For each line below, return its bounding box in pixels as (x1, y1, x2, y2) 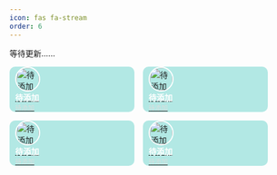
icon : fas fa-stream (9, 13, 88, 23)
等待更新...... (9, 47, 56, 59)
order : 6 (9, 22, 43, 31)
